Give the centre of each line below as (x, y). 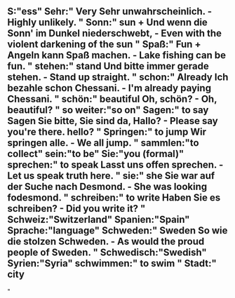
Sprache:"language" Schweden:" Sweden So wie (117, 231)
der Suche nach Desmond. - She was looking (107, 187)
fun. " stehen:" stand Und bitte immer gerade (108, 66)
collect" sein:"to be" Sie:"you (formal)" (96, 154)
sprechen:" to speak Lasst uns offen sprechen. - (115, 165)
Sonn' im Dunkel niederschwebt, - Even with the (115, 33)
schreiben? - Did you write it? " (76, 209)
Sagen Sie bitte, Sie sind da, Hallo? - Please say (113, 121)
